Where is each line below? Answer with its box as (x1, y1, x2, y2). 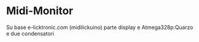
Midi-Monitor (6, 4, 74, 18)
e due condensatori (6, 30, 54, 37)
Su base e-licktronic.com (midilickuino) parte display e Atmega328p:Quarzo (6, 24, 193, 31)
